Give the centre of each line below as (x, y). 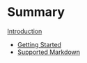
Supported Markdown (49, 52)
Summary (36, 12)
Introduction (25, 31)
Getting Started (39, 44)
